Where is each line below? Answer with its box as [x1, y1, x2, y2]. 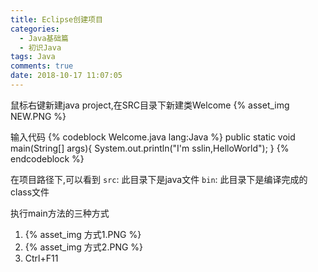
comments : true [10, 61, 74, 71]
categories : [10, 24, 60, 34]
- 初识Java [19, 42, 62, 53]
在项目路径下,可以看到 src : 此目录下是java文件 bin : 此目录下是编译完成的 [10, 173, 308, 185]
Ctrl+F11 [24, 252, 59, 264]
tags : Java [10, 52, 56, 62]
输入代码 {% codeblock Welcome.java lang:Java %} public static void [10, 131, 296, 143]
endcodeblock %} [10, 152, 85, 165]
